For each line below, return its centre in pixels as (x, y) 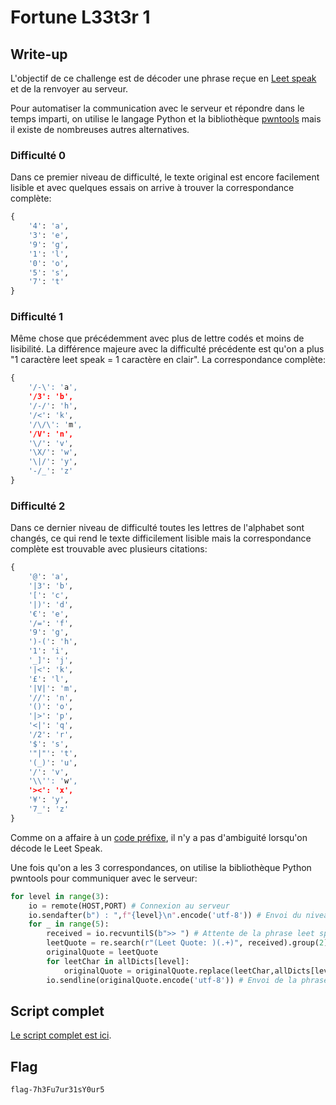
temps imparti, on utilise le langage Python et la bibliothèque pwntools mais (166, 119)
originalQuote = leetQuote (102, 952)
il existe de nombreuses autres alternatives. (100, 129)
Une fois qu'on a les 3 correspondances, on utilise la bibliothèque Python (161, 867)
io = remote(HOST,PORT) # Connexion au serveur (129, 906)
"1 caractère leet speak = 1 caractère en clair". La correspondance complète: (168, 360)
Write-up (39, 54)
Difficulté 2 (38, 506)
